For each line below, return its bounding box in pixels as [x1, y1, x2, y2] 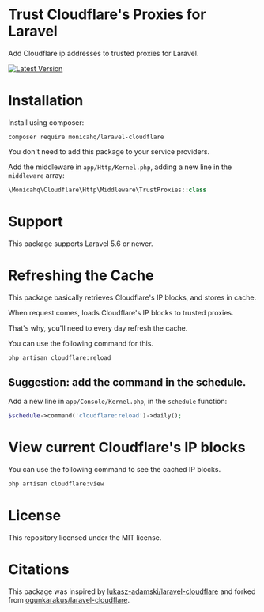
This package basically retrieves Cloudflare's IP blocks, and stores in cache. [8, 293, 257, 302]
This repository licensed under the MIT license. [8, 532, 162, 542]
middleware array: [8, 170, 65, 179]
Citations [8, 561, 70, 579]
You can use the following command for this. [8, 338, 154, 348]
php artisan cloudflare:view [8, 480, 104, 488]
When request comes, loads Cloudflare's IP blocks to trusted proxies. [8, 308, 234, 317]
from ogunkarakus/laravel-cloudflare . [8, 595, 130, 604]
